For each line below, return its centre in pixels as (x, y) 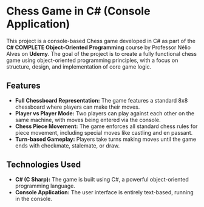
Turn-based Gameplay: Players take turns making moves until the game (106, 139)
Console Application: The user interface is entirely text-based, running (104, 192)
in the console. (34, 199)
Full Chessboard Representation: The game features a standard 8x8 (101, 100)
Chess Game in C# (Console (78, 11)
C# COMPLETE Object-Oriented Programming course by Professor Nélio (99, 47)
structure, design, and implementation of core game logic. (79, 66)
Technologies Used (43, 165)
